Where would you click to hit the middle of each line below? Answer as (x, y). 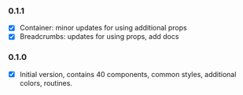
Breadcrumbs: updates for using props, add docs (99, 37)
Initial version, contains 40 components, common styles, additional (128, 74)
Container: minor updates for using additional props (103, 28)
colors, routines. (46, 83)
